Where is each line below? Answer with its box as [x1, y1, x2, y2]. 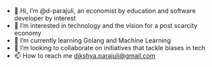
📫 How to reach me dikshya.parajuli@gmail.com [13, 52, 156, 59]
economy [13, 29, 42, 37]
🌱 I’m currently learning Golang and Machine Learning [13, 36, 171, 45]
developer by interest [13, 14, 76, 22]
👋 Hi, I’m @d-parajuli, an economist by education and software [13, 7, 196, 15]
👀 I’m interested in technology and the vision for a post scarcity [13, 22, 198, 29]
